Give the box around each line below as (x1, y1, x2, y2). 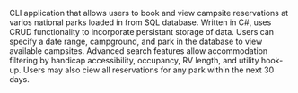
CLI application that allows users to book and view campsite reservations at (9, 8, 289, 18)
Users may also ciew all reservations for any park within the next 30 (22, 64, 275, 75)
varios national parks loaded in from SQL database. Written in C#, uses (9, 17, 272, 28)
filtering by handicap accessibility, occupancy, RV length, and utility (9, 55, 259, 65)
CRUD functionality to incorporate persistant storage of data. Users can (9, 27, 275, 37)
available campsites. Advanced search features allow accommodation (9, 46, 268, 56)
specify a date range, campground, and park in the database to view (9, 36, 263, 46)
